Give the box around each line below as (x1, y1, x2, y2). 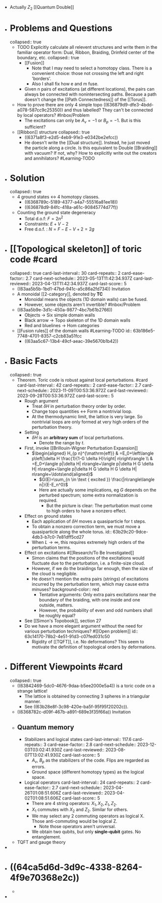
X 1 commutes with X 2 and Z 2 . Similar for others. (31, 806, 129, 814)
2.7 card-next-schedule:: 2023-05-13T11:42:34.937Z (25, 275, 133, 281)
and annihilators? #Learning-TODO (24, 155, 95, 161)
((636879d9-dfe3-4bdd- (103, 101, 154, 107)
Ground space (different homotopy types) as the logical (31, 769, 144, 775)
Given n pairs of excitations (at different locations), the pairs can (24, 86, 155, 92)
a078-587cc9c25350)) (17, 107, 63, 113)
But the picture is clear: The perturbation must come (46, 502, 153, 508)
